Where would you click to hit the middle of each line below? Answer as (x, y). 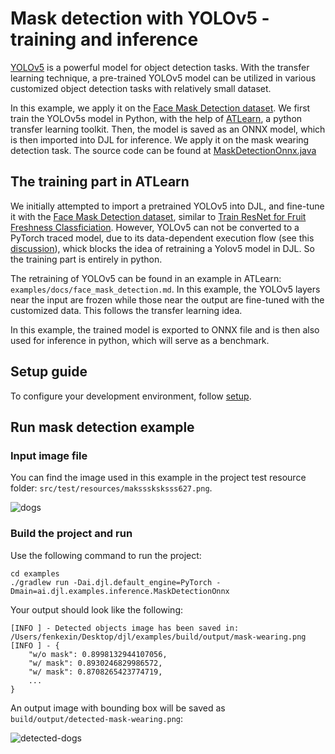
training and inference (104, 39)
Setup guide (49, 372)
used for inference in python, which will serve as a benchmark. (140, 340)
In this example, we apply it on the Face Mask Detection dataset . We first (160, 108)
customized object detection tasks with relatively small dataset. (141, 88)
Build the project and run (71, 534)
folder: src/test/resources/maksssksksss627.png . (111, 488)
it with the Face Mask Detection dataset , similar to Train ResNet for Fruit (158, 216)
